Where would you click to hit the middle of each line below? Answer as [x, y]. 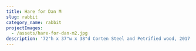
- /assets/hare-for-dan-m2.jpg [50, 33]
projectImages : [25, 28]
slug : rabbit [22, 17]
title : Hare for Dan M [34, 11]
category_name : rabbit [34, 22]
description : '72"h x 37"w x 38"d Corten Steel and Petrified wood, [92, 39]
